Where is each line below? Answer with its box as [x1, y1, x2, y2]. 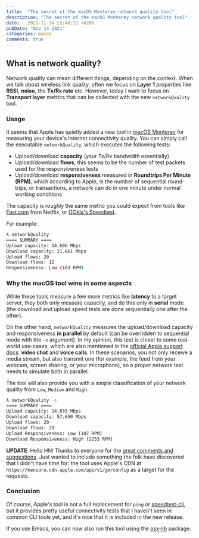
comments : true [6, 36, 44, 42]
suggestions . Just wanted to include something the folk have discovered [6, 453, 185, 460]
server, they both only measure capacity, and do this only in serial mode [6, 299, 184, 306]
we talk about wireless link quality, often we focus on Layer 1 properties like [6, 81, 192, 88]
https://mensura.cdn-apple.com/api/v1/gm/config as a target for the [6, 466, 175, 473]
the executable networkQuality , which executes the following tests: [6, 141, 171, 148]
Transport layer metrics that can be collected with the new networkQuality [6, 93, 190, 100]
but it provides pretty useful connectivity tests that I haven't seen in [6, 507, 172, 514]
